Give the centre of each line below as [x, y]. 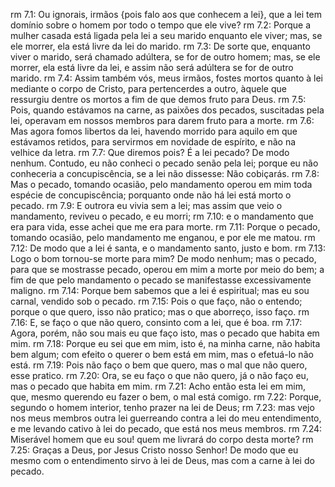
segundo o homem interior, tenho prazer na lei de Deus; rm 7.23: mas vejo [162, 407]
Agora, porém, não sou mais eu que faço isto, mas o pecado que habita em [165, 333]
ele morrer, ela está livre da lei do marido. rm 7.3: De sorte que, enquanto [160, 46]
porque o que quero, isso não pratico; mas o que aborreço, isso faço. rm [160, 312]
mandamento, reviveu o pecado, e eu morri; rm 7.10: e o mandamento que [162, 216]
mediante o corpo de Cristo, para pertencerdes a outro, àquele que [148, 88]
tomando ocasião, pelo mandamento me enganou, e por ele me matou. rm [163, 237]
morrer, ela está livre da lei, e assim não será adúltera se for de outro [152, 67]
